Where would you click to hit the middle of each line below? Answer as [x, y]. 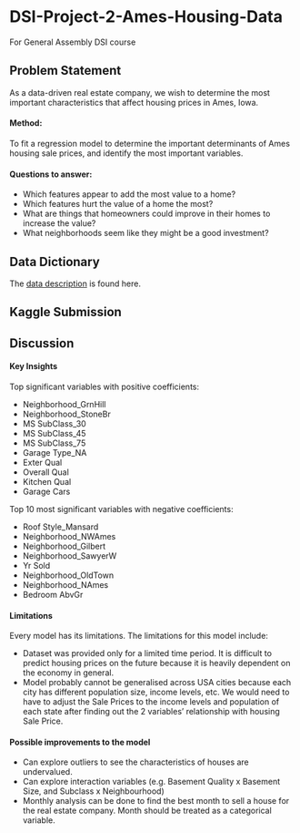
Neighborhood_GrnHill [64, 404]
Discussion [42, 343]
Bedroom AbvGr [53, 594]
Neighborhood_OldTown [68, 575]
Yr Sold [36, 565]
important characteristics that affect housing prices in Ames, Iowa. [134, 102]
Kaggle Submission [66, 312]
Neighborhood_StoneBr [66, 414]
